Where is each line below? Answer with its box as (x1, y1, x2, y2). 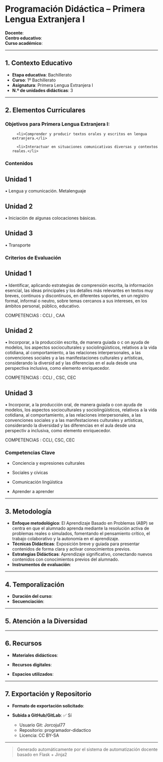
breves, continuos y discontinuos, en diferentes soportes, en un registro (5, 292, 149, 298)
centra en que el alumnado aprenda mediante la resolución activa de (12, 525, 149, 532)
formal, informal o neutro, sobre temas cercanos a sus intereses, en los (5, 298, 147, 304)
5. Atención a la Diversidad (5, 617, 88, 626)
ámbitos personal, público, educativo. (5, 303, 81, 309)
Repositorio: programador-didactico (19, 727, 91, 733)
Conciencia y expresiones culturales (12, 460, 85, 466)
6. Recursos (5, 639, 42, 648)
